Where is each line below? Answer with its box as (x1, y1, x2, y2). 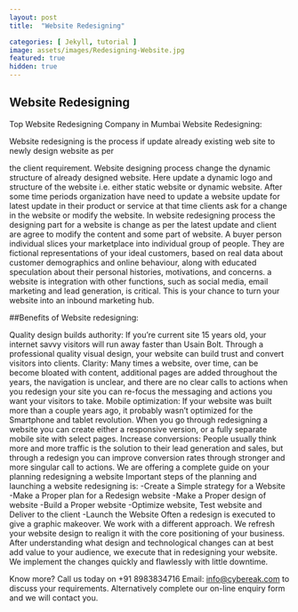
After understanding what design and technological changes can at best (9, 537, 274, 548)
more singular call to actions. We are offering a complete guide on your (9, 462, 270, 472)
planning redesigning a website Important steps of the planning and (9, 471, 257, 481)
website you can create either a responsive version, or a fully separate (9, 423, 268, 434)
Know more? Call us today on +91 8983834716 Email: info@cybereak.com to (9, 573, 290, 584)
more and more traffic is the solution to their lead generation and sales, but (9, 442, 284, 454)
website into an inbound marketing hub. (9, 294, 155, 305)
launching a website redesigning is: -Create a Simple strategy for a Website (9, 480, 286, 491)
